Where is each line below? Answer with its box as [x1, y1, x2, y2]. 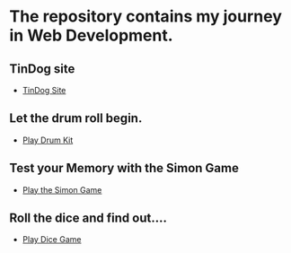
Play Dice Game [22, 234, 82, 245]
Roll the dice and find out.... [9, 211, 168, 226]
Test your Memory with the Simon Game [9, 161, 240, 176]
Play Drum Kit [22, 135, 74, 145]
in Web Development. [9, 25, 173, 46]
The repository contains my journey [9, 6, 283, 27]
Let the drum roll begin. [9, 110, 143, 126]
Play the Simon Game [22, 184, 102, 195]
